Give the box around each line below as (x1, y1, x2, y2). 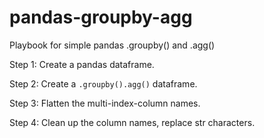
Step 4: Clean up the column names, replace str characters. (9, 116, 256, 128)
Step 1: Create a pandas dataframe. (9, 58, 155, 70)
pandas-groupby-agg (9, 6, 193, 29)
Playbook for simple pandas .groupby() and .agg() (9, 39, 216, 51)
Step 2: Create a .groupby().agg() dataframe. (9, 77, 198, 90)
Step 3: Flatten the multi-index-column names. (9, 97, 201, 109)
